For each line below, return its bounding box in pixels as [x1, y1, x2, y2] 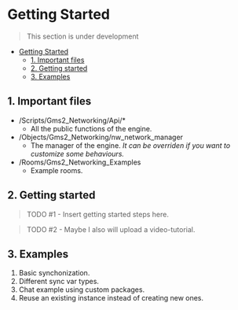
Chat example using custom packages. [18, 285, 145, 294]
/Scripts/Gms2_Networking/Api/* [18, 116, 126, 125]
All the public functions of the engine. [30, 124, 152, 133]
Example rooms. [30, 165, 83, 175]
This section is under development [26, 31, 139, 41]
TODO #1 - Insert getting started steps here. [26, 209, 170, 219]
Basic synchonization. [18, 268, 90, 278]
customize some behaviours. [30, 149, 125, 158]
